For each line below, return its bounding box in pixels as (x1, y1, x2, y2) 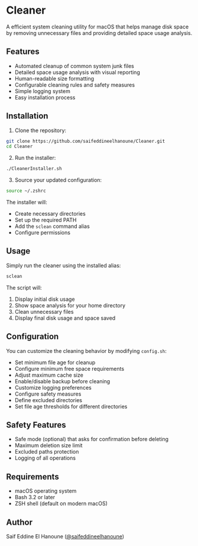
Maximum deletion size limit (14, 442, 83, 449)
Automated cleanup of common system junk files (14, 62, 134, 69)
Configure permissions (14, 229, 71, 236)
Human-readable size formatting (14, 75, 95, 82)
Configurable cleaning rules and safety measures (14, 81, 135, 88)
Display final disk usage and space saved (14, 314, 116, 322)
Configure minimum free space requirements (14, 365, 125, 372)
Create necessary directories (14, 210, 86, 217)
